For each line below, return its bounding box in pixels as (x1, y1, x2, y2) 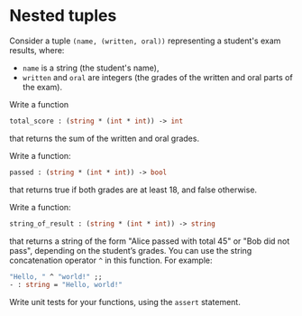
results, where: (9, 44, 65, 55)
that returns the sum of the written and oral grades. (9, 133, 200, 144)
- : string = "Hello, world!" (9, 281, 124, 290)
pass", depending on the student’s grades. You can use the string (9, 245, 252, 256)
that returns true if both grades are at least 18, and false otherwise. (9, 184, 258, 195)
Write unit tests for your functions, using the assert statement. (9, 297, 241, 308)
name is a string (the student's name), (22, 62, 160, 73)
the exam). (22, 81, 63, 92)
